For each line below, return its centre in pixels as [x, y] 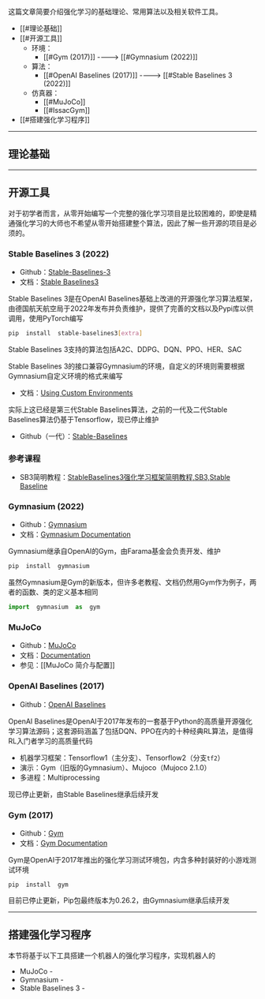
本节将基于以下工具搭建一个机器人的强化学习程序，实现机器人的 [112, 955]
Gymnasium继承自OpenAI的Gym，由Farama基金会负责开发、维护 [114, 552]
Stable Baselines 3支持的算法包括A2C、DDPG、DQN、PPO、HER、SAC [125, 349]
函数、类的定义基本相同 [60, 592]
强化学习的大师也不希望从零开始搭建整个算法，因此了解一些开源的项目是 [132, 223]
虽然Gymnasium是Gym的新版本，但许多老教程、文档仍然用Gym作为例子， [129, 582]
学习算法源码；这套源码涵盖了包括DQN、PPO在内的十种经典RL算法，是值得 [131, 731]
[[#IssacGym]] [67, 110]
